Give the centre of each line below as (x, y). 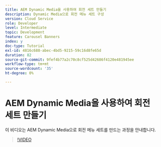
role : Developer (21, 23)
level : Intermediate (26, 28)
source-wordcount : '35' (29, 69)
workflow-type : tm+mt (27, 64)
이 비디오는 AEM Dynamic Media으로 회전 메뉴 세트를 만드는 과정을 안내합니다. (80, 129)
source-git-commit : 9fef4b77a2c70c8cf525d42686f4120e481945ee (70, 60)
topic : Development (25, 32)
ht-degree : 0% (20, 73)
